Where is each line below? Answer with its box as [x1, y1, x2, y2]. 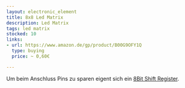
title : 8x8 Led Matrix [6, 14, 63, 20]
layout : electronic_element [6, 8, 77, 15]
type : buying [11, 48, 45, 54]
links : [6, 37, 23, 43]
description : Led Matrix [6, 20, 69, 26]
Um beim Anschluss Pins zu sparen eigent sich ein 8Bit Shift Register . [6, 75, 180, 82]
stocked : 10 [6, 31, 36, 37]
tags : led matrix [6, 25, 50, 32]
